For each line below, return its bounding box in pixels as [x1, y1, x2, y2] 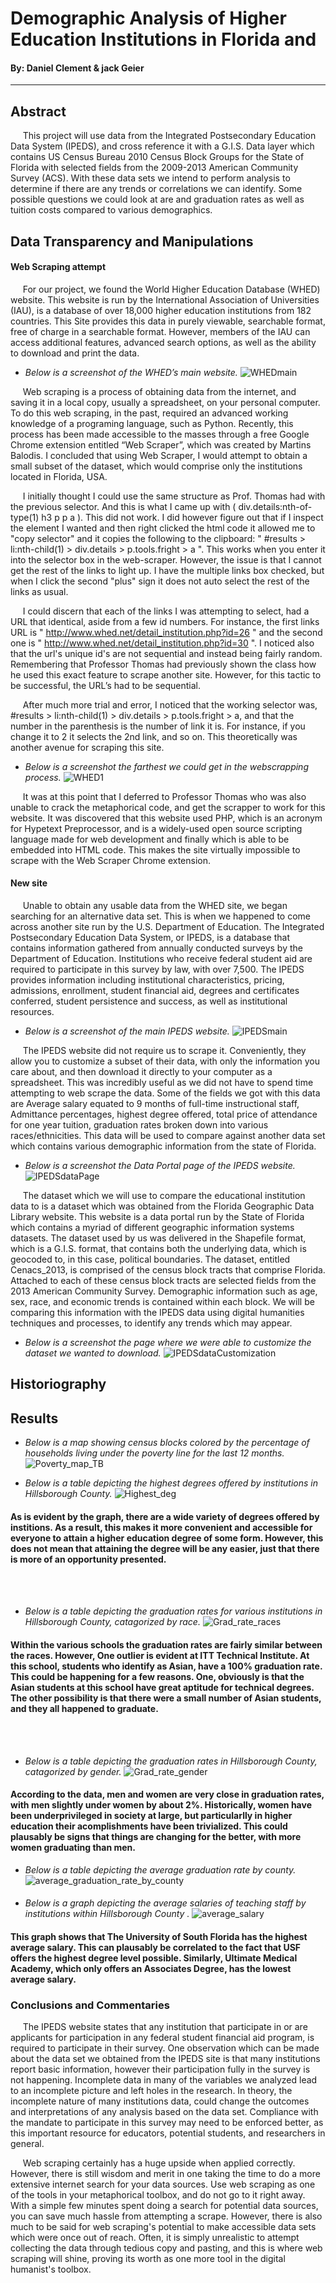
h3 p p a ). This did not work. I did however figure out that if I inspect [41, 511, 324, 523]
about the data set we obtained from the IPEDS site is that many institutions [10, 2053, 321, 2065]
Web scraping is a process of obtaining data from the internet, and [22, 385, 297, 397]
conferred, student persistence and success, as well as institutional [10, 995, 288, 1007]
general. [10, 2138, 45, 2150]
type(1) [10, 511, 40, 523]
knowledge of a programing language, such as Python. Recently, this [10, 417, 294, 429]
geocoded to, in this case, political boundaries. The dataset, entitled [10, 1253, 291, 1265]
